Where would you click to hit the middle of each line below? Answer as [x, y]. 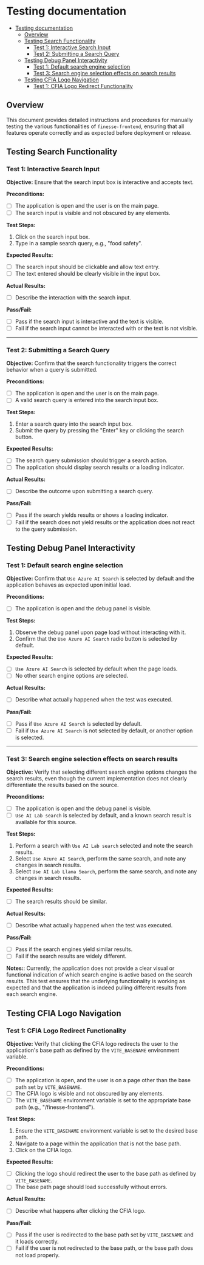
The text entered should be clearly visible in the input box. [88, 273]
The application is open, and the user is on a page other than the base [103, 1080]
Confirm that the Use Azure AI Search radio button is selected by [96, 639]
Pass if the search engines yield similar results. [74, 949]
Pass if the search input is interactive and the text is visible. [89, 321]
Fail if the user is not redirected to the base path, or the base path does [104, 1248]
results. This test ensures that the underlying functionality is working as [96, 981]
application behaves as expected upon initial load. [69, 585]
